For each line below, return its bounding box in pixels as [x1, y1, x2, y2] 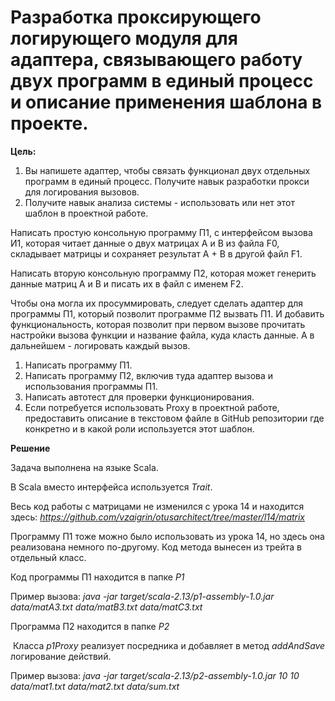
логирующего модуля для [10, 27, 238, 50]
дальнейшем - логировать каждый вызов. [10, 339, 191, 351]
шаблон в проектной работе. [24, 207, 149, 219]
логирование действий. [10, 650, 112, 662]
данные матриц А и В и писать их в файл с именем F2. [10, 277, 244, 290]
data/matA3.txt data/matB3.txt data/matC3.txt [10, 601, 203, 613]
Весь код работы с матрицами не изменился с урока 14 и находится [10, 500, 305, 512]
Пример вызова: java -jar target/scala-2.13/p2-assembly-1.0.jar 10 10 [10, 669, 300, 681]
